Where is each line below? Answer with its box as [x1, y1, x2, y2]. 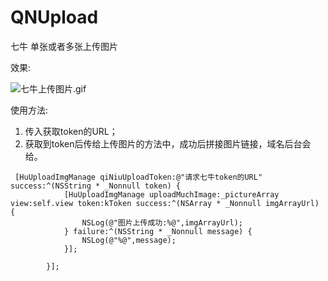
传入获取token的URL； [24, 125, 118, 137]
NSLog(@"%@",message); [81, 235, 177, 245]
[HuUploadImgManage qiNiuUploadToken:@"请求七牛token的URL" [14, 172, 263, 182]
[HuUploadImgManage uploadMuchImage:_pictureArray [63, 189, 280, 200]
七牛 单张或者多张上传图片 [10, 40, 118, 52]
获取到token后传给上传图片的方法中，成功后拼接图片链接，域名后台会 [24, 137, 312, 150]
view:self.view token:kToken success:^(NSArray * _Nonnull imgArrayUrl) [10, 198, 320, 208]
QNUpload [10, 6, 99, 29]
